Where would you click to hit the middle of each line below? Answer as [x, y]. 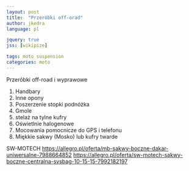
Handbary [28, 91]
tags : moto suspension [35, 57]
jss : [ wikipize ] [27, 46]
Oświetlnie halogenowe [45, 124]
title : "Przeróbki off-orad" [45, 18]
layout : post [23, 12]
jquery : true [23, 40]
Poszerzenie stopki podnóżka [52, 104]
